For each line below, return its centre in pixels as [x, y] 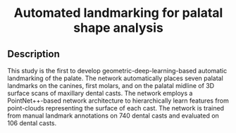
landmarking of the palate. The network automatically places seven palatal [115, 78]
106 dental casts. [32, 123]
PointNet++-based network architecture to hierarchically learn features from [118, 101]
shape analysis [118, 28]
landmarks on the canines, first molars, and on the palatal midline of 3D [111, 85]
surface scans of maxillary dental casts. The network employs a [100, 93]
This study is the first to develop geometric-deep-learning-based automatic [117, 71]
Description [33, 54]
